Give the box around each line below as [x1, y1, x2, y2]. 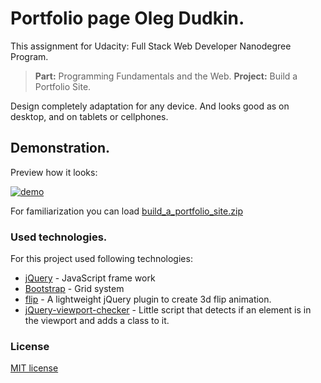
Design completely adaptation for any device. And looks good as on [10, 100, 290, 112]
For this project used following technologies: [10, 253, 193, 265]
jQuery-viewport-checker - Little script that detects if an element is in [24, 304, 312, 316]
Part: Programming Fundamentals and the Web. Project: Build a [34, 70, 298, 82]
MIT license [10, 362, 59, 374]
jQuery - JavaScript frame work [24, 272, 156, 284]
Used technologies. [10, 230, 108, 244]
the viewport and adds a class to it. [24, 315, 170, 327]
